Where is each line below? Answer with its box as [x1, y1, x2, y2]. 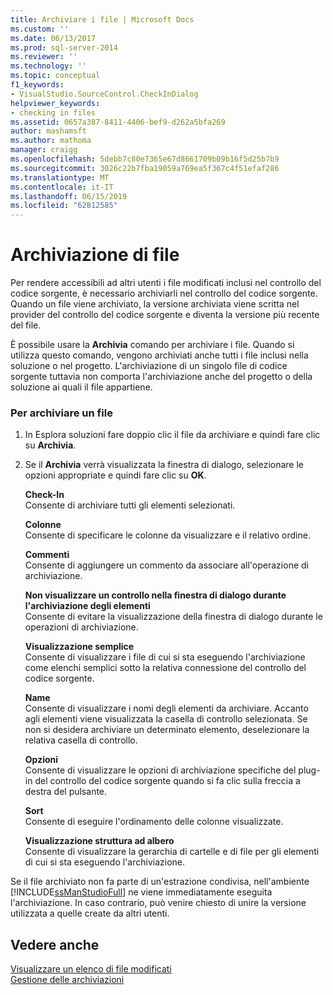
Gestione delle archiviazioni [10, 974, 125, 986]
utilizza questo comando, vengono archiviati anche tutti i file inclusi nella [10, 349, 309, 361]
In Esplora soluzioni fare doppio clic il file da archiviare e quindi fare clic [24, 429, 321, 441]
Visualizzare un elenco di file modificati [10, 963, 172, 975]
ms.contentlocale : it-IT [10, 182, 114, 192]
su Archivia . [24, 439, 77, 451]
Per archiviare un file [10, 406, 113, 420]
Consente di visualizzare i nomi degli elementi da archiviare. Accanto [24, 702, 309, 715]
